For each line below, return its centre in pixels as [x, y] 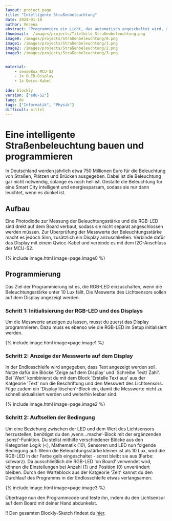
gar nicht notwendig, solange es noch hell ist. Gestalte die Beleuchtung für [84, 182]
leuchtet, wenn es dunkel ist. [35, 193]
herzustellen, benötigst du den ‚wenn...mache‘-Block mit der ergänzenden [83, 434]
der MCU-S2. [19, 248]
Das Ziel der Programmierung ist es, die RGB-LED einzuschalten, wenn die [84, 286]
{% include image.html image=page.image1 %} [55, 343]
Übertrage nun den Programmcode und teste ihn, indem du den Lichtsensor [85, 497]
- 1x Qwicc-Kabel [33, 81]
